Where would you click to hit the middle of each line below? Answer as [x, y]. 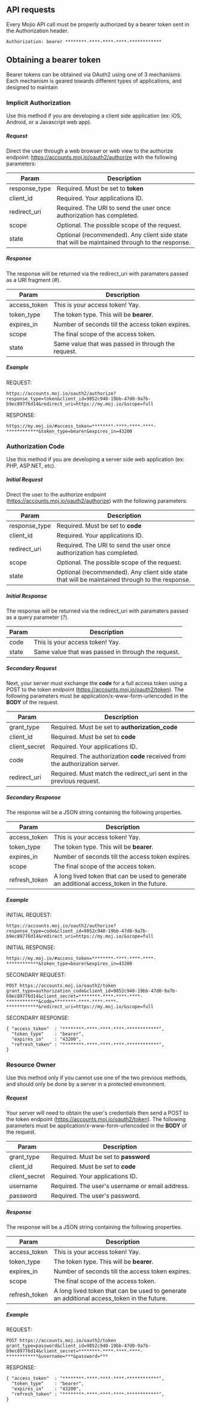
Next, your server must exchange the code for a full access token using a [97, 683]
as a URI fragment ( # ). [33, 280]
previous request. [75, 781]
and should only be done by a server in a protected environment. [86, 1084]
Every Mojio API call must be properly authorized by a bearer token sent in [98, 24]
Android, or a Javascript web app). [49, 122]
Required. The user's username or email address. [120, 1186]
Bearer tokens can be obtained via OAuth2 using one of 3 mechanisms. [94, 74]
